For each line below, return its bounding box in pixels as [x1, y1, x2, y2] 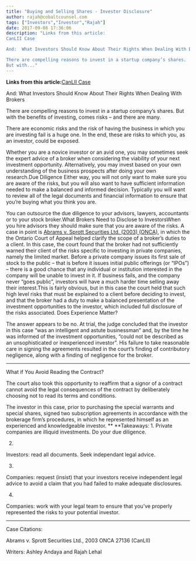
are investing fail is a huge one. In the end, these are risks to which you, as [6, 131, 185, 138]
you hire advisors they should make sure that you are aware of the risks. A [6, 222, 185, 229]
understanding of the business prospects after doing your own [6, 167, 156, 174]
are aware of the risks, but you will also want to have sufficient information [6, 180, 185, 187]
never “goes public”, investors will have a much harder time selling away [6, 278, 180, 285]
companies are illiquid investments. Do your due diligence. [6, 428, 147, 435]
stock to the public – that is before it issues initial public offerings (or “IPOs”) [6, 259, 190, 266]
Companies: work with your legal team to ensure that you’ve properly [6, 503, 173, 510]
